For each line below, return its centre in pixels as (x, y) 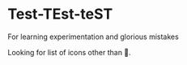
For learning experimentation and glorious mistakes (93, 37)
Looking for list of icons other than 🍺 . (69, 52)
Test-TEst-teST (60, 14)
